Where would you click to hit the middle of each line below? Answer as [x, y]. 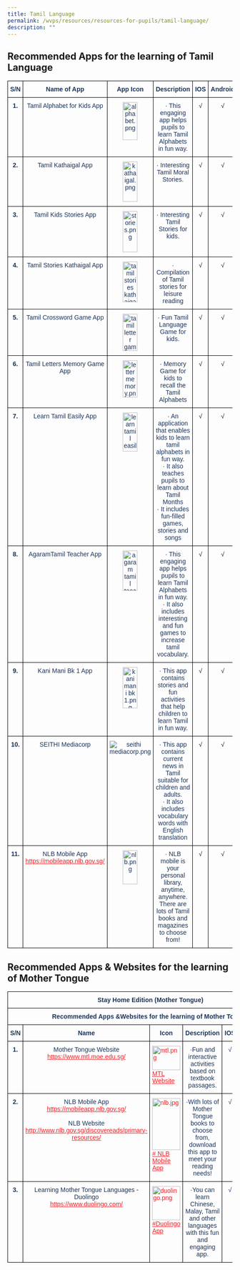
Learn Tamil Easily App [65, 416]
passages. [202, 1085]
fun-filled [173, 516]
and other [202, 1218]
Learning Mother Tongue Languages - [87, 1190]
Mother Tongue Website [86, 1050]
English [173, 830]
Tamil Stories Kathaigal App [65, 266]
